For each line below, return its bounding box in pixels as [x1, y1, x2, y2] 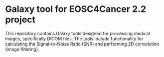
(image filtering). [5, 46, 39, 52]
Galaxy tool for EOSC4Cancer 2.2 [5, 3, 146, 15]
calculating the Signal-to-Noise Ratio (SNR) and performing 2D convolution [5, 41, 160, 47]
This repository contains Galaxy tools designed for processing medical [5, 30, 151, 36]
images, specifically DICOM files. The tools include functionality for [5, 36, 144, 42]
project [5, 14, 36, 25]
